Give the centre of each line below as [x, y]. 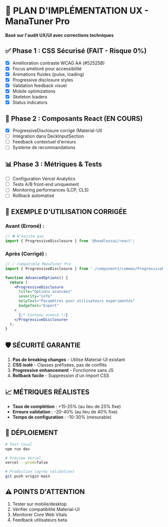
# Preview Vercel [23, 458]
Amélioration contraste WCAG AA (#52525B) [58, 63]
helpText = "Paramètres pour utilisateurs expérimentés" [77, 301]
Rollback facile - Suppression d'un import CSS [61, 375]
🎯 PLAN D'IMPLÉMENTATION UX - [77, 11]
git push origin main [28, 476]
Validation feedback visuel [39, 85]
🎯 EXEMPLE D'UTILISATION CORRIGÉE [66, 212]
